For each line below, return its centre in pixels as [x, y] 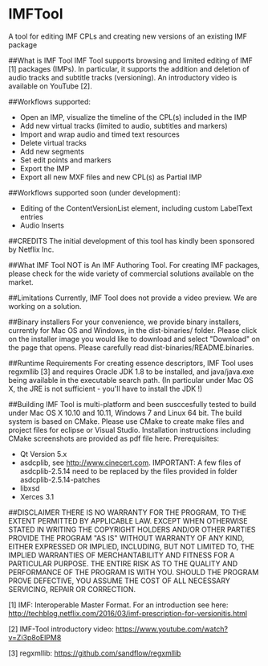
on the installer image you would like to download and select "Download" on [134, 339]
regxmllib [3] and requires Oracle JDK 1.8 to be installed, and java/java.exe [131, 372]
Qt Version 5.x [43, 454]
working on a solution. [45, 306]
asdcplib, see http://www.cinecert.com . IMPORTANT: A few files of [130, 462]
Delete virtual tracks [53, 142]
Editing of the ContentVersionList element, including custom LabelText [136, 208]
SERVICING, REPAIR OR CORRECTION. [72, 589]
